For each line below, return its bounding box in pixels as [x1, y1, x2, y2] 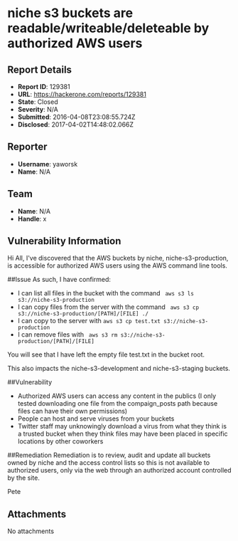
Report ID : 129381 [17, 83, 70, 90]
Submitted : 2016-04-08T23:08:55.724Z [17, 112, 136, 121]
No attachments [7, 527, 55, 535]
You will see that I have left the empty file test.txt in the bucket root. [7, 350, 205, 359]
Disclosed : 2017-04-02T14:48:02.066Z [17, 120, 134, 129]
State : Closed [17, 98, 58, 106]
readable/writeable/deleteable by [7, 20, 210, 36]
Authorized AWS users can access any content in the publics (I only [17, 392, 217, 400]
